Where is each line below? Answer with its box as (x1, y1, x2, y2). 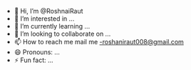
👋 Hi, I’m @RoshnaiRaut (14, 7, 83, 15)
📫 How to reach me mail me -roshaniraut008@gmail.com (14, 38, 184, 46)
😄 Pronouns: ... (14, 48, 61, 56)
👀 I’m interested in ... (14, 14, 75, 23)
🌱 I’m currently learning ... (14, 22, 91, 30)
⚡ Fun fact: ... (14, 56, 53, 64)
